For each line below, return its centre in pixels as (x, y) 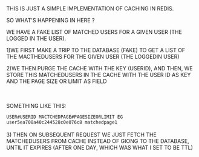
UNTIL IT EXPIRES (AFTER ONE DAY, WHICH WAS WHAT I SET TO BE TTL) (100, 147)
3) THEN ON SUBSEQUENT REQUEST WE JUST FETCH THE (82, 135)
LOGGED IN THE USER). (36, 38)
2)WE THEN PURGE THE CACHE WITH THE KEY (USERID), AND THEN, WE (99, 68)
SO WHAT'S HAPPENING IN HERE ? (51, 20)
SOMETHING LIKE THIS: (36, 105)
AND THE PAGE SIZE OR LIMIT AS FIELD (57, 81)
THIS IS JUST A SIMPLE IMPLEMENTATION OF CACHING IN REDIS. (90, 8)
